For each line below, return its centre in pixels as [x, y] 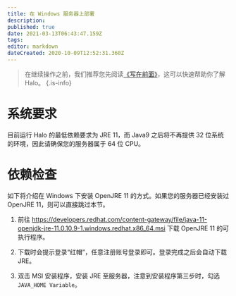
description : [26, 20]
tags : [15, 40]
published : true [31, 27]
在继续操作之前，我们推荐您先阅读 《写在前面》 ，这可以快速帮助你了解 [125, 74]
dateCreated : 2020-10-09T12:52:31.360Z [66, 54]
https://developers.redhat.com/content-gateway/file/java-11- [119, 219]
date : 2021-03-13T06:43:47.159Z [55, 33]
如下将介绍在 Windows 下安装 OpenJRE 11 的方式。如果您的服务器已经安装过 [118, 195]
